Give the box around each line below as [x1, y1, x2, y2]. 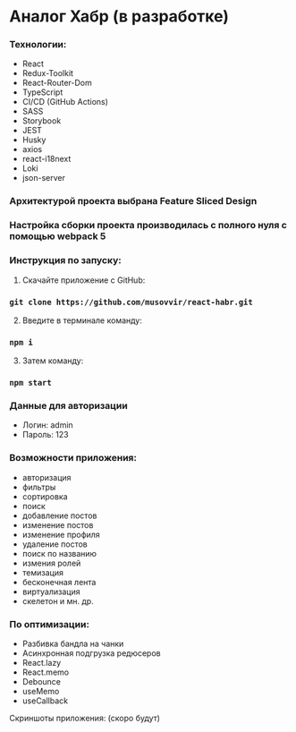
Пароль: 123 [21, 430, 69, 440]
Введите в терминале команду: [21, 315, 143, 326]
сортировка [21, 490, 69, 502]
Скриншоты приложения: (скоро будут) [9, 713, 161, 724]
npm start [9, 378, 52, 388]
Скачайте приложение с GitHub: [21, 275, 146, 285]
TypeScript [21, 87, 63, 98]
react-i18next [21, 154, 72, 165]
